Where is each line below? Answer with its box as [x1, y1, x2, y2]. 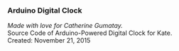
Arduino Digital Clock [7, 6, 83, 15]
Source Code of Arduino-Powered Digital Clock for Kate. [7, 29, 173, 37]
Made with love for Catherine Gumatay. [7, 22, 123, 30]
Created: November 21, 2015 [7, 36, 91, 45]
